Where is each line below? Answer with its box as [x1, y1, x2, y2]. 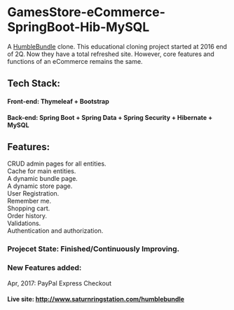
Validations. [7, 219, 41, 228]
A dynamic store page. [7, 182, 73, 190]
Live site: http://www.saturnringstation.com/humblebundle [7, 295, 184, 304]
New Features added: [7, 263, 82, 273]
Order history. [7, 212, 48, 220]
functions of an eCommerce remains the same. [7, 57, 143, 65]
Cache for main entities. [7, 167, 76, 175]
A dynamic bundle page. [7, 175, 78, 183]
